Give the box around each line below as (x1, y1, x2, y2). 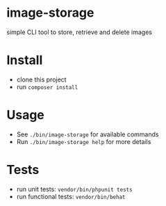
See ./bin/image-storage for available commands (16, 130, 159, 138)
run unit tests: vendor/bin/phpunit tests (16, 184, 133, 193)
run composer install (16, 82, 78, 91)
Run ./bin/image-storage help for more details (16, 137, 151, 145)
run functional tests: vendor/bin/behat (16, 192, 126, 200)
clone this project (16, 75, 67, 84)
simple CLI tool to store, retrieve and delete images (6, 28, 152, 36)
